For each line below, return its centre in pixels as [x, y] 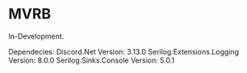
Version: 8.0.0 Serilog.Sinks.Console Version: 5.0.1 [92, 60]
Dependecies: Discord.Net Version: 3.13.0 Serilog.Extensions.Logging [124, 51]
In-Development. [36, 36]
